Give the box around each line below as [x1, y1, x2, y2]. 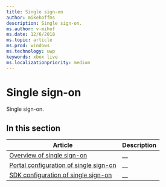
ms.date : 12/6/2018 [6, 31, 56, 38]
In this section [6, 123, 61, 133]
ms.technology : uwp [6, 48, 56, 54]
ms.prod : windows [6, 43, 50, 49]
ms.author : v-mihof [6, 25, 56, 32]
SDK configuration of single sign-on [9, 171, 112, 179]
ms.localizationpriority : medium [6, 59, 91, 65]
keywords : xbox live [6, 54, 59, 60]
